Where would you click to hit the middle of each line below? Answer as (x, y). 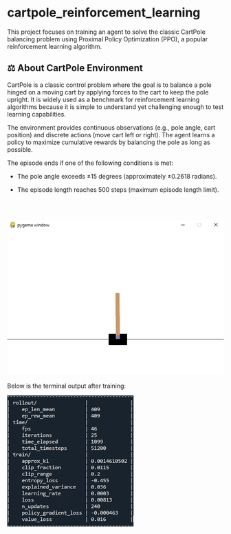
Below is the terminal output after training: (66, 386)
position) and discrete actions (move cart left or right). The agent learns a (111, 135)
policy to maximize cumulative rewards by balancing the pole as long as (109, 142)
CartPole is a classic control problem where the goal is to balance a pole (109, 85)
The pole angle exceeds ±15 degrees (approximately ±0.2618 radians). (117, 176)
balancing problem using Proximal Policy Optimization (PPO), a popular (108, 39)
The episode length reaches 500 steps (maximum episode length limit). (118, 189)
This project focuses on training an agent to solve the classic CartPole (107, 32)
